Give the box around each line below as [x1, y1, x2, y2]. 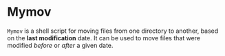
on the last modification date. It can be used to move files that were [7, 33, 201, 42]
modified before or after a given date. [7, 41, 114, 49]
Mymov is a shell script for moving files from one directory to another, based [7, 27, 219, 35]
